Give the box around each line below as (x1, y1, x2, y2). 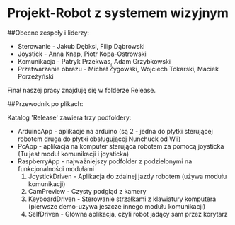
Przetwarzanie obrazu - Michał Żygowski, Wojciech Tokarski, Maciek (17, 64, 219, 73)
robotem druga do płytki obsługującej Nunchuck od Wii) (17, 134, 181, 143)
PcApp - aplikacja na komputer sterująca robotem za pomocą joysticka (17, 142, 224, 150)
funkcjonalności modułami (17, 164, 95, 173)
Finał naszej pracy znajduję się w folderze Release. (7, 86, 156, 94)
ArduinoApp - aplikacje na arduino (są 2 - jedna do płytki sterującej (17, 127, 214, 135)
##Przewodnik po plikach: (7, 99, 84, 108)
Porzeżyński (17, 72, 55, 81)
